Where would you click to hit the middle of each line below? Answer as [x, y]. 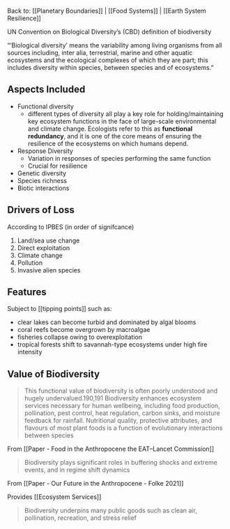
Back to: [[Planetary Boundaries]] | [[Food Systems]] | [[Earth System [107, 11]
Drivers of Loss [41, 210]
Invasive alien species [49, 270]
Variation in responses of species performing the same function [119, 158]
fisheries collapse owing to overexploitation [80, 337]
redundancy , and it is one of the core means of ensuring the [115, 136]
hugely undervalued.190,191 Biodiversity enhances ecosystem [113, 398]
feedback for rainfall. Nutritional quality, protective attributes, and [118, 421]
